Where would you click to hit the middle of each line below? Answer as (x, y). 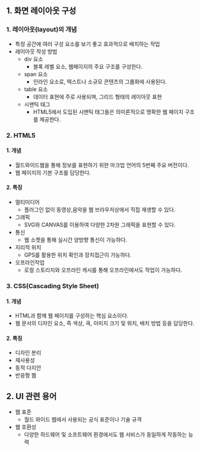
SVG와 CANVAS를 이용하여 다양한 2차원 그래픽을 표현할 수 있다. (100, 225)
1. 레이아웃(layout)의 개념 (42, 30)
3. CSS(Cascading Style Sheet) (53, 286)
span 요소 (36, 74)
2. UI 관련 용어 (32, 396)
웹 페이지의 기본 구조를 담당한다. (53, 172)
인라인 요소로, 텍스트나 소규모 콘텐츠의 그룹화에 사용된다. (100, 82)
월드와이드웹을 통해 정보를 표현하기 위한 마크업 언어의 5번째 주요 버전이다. (102, 165)
